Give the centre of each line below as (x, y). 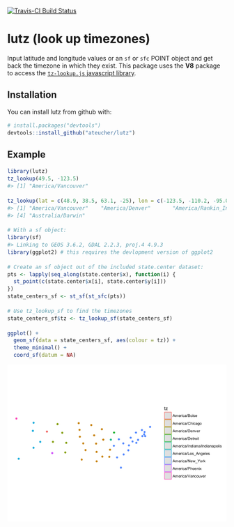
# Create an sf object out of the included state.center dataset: (106, 267)
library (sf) (24, 238)
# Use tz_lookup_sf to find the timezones (70, 311)
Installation (32, 95)
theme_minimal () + (40, 348)
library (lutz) (28, 171)
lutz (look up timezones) (79, 39)
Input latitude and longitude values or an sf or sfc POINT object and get (110, 58)
